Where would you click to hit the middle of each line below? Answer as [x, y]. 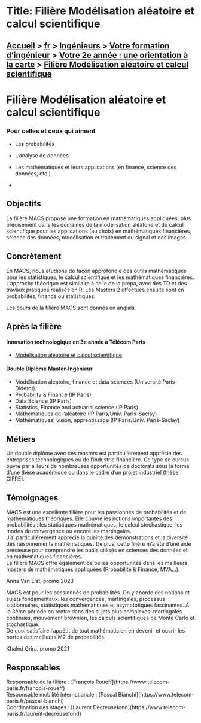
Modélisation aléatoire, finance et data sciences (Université [88, 382]
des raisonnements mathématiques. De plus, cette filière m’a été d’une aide [99, 544]
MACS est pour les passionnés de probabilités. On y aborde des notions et [98, 593]
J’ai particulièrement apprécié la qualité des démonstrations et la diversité [97, 537]
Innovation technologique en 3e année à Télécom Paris [76, 342]
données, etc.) [33, 174]
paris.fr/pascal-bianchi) [35, 701]
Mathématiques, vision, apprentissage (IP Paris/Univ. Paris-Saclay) [97, 420]
